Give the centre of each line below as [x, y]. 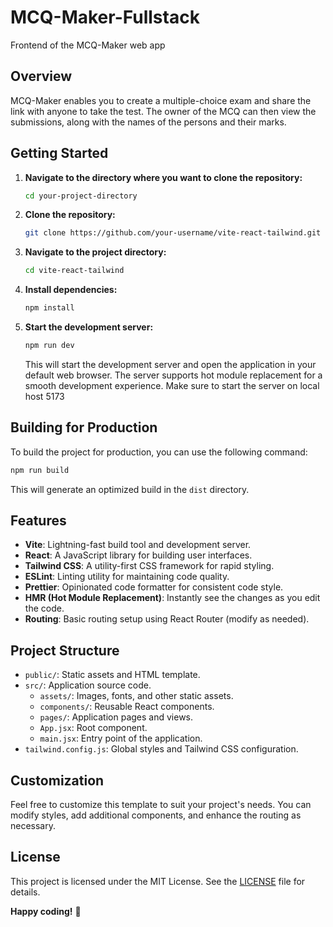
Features [38, 521]
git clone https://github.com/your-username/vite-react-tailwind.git [173, 233]
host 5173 [44, 396]
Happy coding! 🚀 [46, 911]
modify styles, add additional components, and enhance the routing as [156, 815]
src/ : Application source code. [88, 685]
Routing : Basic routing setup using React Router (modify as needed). [167, 619]
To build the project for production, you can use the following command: [159, 452]
